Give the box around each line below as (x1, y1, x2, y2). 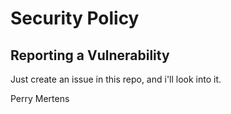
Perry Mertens (10, 93, 70, 104)
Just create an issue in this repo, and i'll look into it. (10, 73, 222, 85)
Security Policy (10, 7, 140, 30)
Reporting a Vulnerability (10, 47, 170, 64)
